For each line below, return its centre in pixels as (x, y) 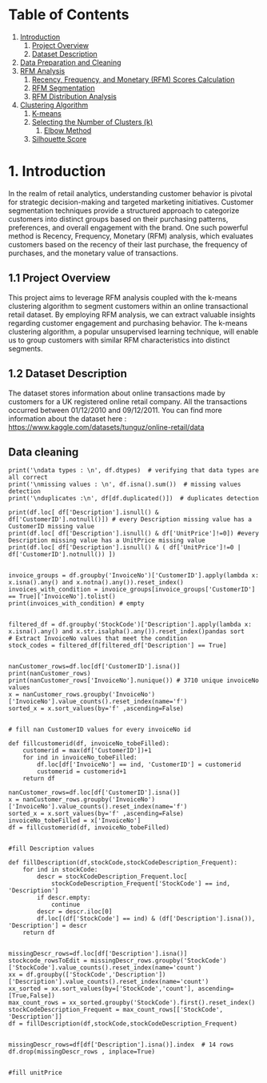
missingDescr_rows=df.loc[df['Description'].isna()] (98, 954)
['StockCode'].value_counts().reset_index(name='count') (105, 968)
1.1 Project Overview (60, 278)
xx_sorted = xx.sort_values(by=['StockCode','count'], (102, 989)
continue (66, 905)
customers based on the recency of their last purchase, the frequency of (128, 244)
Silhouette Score (59, 138)
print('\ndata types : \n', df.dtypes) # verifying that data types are (134, 471)
